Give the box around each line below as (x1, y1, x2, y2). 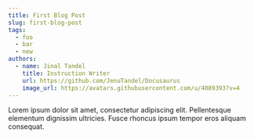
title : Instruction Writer (22, 69, 111, 77)
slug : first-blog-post (8, 19, 82, 27)
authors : (8, 55, 37, 63)
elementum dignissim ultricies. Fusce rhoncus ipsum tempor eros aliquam (8, 114, 247, 123)
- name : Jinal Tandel (15, 62, 86, 70)
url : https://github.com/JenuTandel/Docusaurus (22, 77, 180, 84)
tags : (8, 26, 26, 34)
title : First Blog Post (8, 11, 86, 20)
